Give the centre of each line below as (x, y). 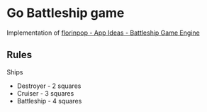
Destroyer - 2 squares (49, 86)
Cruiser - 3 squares (45, 93)
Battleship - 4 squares (49, 101)
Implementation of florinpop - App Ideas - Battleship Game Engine (103, 33)
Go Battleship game (66, 13)
